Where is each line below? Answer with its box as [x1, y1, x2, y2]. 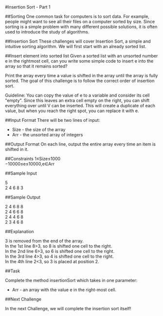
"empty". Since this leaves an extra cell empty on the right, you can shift [5, 98, 150, 103]
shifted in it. [5, 147, 29, 152]
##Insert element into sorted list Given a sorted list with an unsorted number [5, 53, 158, 59]
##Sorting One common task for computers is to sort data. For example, [5, 14, 149, 19]
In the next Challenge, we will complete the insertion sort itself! [5, 306, 131, 311]
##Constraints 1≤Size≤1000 [5, 156, 61, 162]
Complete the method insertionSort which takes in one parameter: [5, 278, 138, 283]
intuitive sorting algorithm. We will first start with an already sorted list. [5, 44, 146, 49]
